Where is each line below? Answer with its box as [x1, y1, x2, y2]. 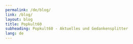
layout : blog [5, 17, 33, 22]
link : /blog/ [5, 12, 33, 17]
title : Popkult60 [5, 21, 42, 27]
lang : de [5, 31, 24, 36]
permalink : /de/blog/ [5, 7, 51, 13]
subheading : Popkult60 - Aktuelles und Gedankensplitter [5, 26, 128, 31]
